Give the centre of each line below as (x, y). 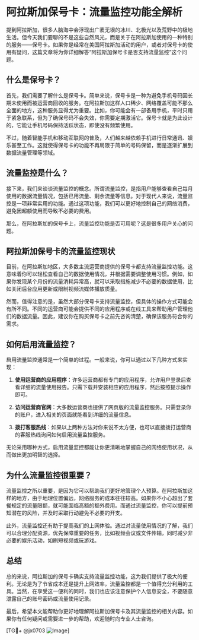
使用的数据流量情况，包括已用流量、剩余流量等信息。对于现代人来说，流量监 (99, 196)
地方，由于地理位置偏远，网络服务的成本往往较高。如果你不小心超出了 (102, 498)
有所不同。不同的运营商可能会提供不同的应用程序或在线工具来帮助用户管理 (97, 309)
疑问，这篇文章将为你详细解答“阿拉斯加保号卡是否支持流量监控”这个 (99, 52)
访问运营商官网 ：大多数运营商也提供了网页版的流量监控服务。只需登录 (100, 407)
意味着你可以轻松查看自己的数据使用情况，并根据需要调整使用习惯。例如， (97, 274)
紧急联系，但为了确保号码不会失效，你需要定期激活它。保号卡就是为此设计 (102, 118)
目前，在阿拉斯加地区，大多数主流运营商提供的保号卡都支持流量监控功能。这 (99, 267)
